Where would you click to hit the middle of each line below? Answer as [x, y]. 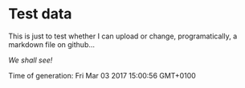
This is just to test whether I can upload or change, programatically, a [123, 36]
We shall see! [31, 60]
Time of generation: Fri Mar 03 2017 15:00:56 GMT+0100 [102, 75]
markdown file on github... [51, 44]
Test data [40, 14]
